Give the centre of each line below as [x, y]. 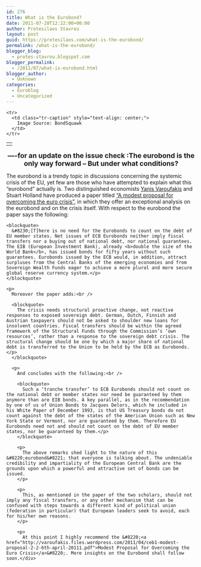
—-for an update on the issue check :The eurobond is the [101, 155]
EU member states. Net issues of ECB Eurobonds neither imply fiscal [95, 236]
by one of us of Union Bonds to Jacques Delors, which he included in [97, 405]
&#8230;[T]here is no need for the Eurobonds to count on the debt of [102, 231]
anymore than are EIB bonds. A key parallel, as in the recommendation [98, 400]
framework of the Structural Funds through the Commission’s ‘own [91, 331]
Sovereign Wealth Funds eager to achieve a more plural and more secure [99, 267]
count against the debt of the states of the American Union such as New [101, 415]
